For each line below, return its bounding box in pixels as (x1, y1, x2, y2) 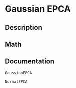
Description (5, 23, 42, 32)
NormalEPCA (5, 79, 28, 84)
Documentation (5, 57, 55, 66)
